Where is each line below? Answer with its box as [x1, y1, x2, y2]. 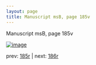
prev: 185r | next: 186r [6, 52, 59, 59]
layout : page [6, 8, 38, 15]
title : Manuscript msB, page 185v [6, 14, 91, 20]
